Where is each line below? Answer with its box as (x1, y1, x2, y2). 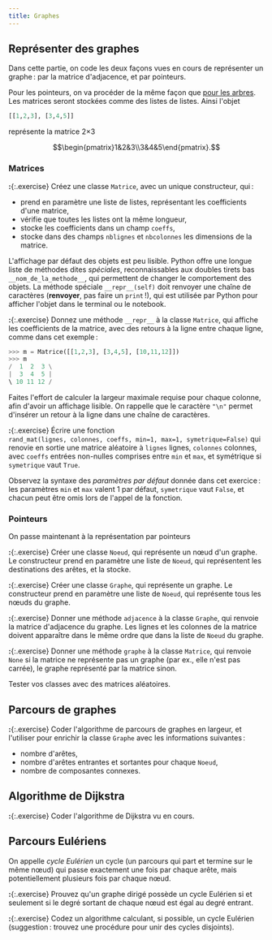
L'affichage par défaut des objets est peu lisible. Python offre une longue (8, 256, 253, 265)
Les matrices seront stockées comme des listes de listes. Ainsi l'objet (8, 97, 241, 106)
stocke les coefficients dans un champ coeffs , (19, 222, 176, 232)
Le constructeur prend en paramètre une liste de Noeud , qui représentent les (8, 556, 262, 566)
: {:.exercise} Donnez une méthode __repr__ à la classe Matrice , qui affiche (8, 314, 258, 325)
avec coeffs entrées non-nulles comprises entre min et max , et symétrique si (8, 451, 262, 461)
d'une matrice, (19, 205, 69, 215)
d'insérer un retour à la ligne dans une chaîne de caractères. (8, 409, 210, 419)
